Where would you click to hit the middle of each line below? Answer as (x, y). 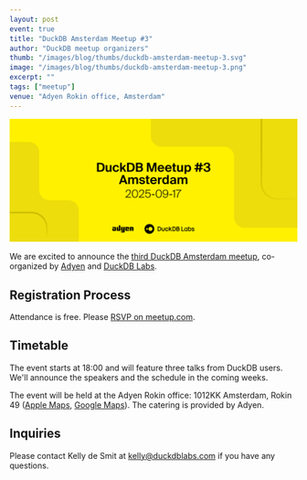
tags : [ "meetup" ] (42, 87)
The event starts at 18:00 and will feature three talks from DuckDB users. (146, 368)
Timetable (39, 346)
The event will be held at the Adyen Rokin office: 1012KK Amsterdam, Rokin (151, 395)
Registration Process (70, 295)
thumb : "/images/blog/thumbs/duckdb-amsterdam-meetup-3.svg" (128, 58)
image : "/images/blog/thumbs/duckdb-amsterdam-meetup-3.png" (128, 68)
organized (28, 266)
